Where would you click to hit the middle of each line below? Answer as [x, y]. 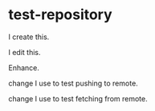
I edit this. [25, 52]
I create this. [29, 37]
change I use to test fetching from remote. [78, 98]
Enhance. [24, 67]
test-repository [60, 15]
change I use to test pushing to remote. [73, 83]
